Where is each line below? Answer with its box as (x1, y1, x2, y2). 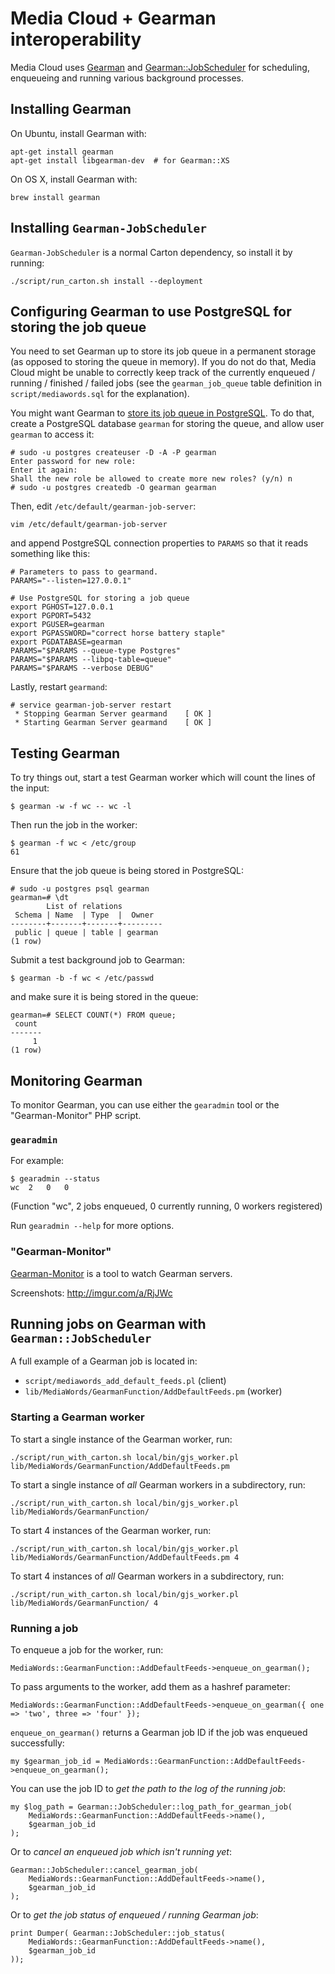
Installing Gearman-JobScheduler (10, 220, 207, 237)
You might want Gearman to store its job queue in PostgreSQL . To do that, (10, 407, 315, 419)
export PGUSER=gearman (10, 620, 105, 630)
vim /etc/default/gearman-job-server (10, 520, 168, 530)
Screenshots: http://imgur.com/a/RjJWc (10, 1287, 173, 1299)
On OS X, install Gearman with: (10, 173, 138, 185)
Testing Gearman (10, 745, 121, 762)
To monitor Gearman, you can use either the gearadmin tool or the (10, 1099, 280, 1111)
